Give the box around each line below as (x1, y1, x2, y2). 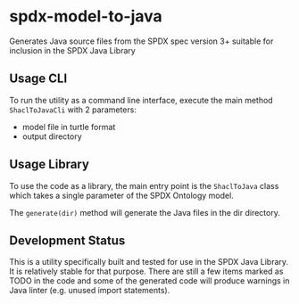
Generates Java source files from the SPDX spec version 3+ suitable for (9, 36, 274, 46)
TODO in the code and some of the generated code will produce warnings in (9, 275, 290, 286)
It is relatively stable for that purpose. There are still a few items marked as (9, 266, 284, 277)
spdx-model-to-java (9, 6, 162, 27)
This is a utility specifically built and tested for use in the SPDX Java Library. (9, 257, 288, 267)
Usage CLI (9, 71, 68, 86)
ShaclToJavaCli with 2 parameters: (9, 104, 137, 115)
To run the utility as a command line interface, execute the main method (9, 94, 274, 105)
